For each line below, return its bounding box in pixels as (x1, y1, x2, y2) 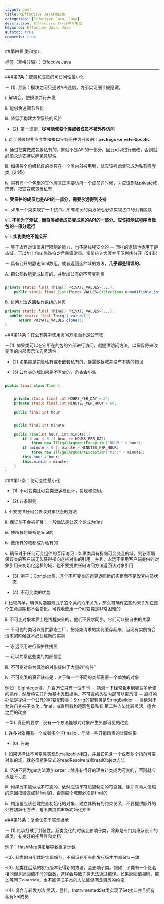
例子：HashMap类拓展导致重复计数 (5, 844, 76, 850)
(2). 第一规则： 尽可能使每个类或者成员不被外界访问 (12, 126, 115, 132)
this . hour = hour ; (22, 454, 60, 459)
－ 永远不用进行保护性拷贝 (5, 643, 58, 649)
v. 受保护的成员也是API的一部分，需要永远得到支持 (5, 196, 107, 202)
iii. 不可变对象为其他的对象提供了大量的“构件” (5, 664, 96, 670)
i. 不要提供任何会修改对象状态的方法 (5, 509, 77, 514)
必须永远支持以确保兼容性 (5, 153, 57, 159)
